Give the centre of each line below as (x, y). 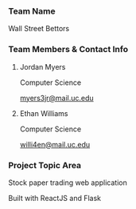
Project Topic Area (45, 165)
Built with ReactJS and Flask (55, 198)
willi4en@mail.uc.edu (55, 144)
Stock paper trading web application (68, 183)
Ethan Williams (44, 113)
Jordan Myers (43, 66)
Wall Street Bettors (39, 29)
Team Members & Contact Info (68, 50)
